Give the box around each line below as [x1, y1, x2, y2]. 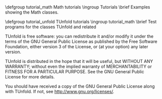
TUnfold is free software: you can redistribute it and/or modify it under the [5, 34, 154, 39]
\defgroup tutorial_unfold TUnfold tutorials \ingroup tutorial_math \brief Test [5, 19, 157, 24]
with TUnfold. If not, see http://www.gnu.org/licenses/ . [5, 89, 114, 94]
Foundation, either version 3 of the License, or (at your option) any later [5, 44, 148, 49]
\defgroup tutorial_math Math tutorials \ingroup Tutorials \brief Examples [5, 4, 150, 10]
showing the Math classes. [5, 9, 59, 15]
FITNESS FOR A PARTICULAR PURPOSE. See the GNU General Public [5, 69, 144, 75]
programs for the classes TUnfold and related [5, 24, 96, 30]
